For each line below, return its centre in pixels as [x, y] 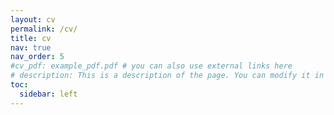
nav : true [31, 47]
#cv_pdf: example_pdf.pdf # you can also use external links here [151, 66]
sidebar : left [48, 94]
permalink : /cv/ [44, 29]
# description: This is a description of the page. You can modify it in [167, 76]
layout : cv [33, 19]
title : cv [31, 38]
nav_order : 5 [37, 57]
